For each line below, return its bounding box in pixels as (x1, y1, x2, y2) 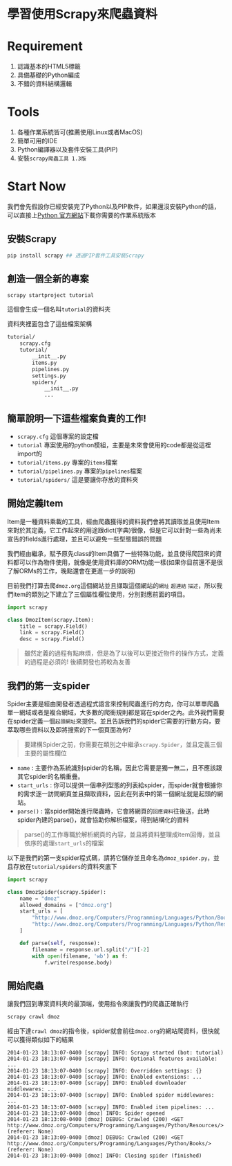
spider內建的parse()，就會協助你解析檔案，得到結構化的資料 (17, 815, 189, 824)
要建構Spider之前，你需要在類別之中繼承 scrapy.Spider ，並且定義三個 (23, 740, 222, 748)
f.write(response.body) (43, 959, 113, 966)
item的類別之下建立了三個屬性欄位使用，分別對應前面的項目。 (12, 590, 189, 598)
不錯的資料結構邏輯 (17, 80, 72, 88)
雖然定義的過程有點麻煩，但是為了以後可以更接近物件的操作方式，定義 (23, 649, 224, 658)
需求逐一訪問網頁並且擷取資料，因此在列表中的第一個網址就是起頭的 (23, 789, 217, 798)
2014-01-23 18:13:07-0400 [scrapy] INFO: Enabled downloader (7, 1079, 187, 1087)
